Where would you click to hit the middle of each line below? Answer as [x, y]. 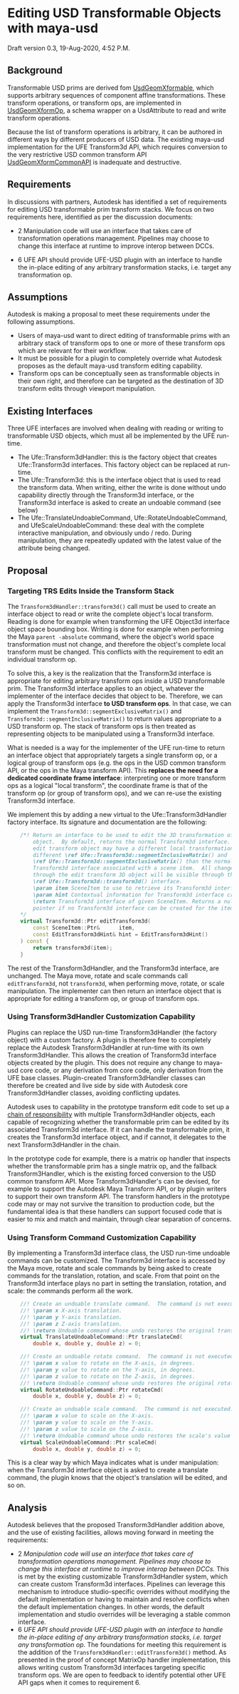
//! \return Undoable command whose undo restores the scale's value [126, 1436]
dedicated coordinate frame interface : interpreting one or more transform [117, 778]
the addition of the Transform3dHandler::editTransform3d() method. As [122, 1653]
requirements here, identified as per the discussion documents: [100, 217]
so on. [17, 1485]
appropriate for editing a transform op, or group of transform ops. [103, 998]
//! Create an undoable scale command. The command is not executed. [127, 1410]
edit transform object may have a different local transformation [133, 848]
